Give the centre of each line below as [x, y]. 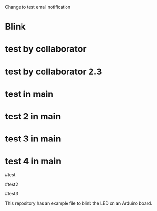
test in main [29, 94]
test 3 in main [33, 139]
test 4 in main [33, 161]
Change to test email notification [38, 7]
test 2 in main [33, 116]
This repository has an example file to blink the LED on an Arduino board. [79, 203]
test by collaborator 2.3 [54, 72]
